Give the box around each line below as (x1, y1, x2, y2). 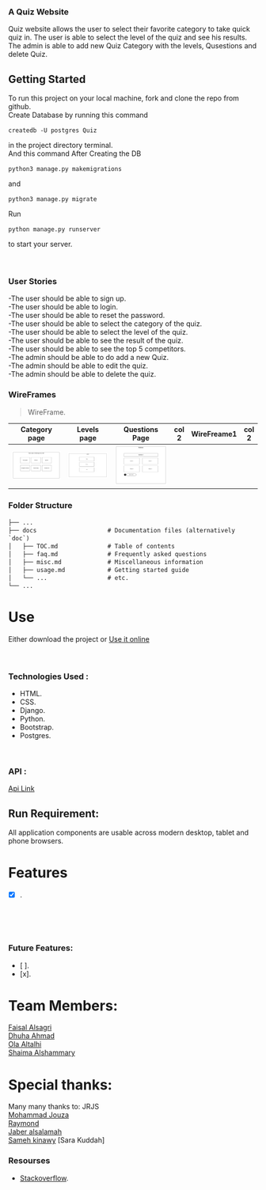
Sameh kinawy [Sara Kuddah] (8, 1135, 105, 1145)
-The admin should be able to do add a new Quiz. (8, 353, 169, 362)
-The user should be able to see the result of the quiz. (8, 335, 184, 346)
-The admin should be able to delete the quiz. (8, 370, 157, 379)
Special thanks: (8, 1075, 112, 1093)
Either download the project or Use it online (8, 634, 150, 643)
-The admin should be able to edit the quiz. (8, 361, 149, 370)
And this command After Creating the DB (8, 149, 142, 158)
